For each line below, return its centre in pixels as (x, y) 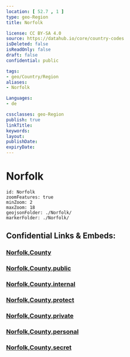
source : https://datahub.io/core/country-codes (65, 39)
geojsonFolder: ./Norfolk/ (39, 213)
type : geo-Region (27, 17)
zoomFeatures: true (30, 197)
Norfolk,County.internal (41, 285)
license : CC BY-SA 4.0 (34, 33)
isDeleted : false (27, 44)
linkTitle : (19, 125)
